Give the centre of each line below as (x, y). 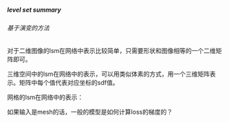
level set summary (34, 10)
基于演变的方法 (28, 28)
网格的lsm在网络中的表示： (45, 97)
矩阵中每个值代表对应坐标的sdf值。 (69, 82)
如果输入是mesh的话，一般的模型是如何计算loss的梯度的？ (90, 112)
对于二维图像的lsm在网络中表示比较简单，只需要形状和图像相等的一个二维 (112, 50)
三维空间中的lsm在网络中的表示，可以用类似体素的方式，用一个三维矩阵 (109, 74)
